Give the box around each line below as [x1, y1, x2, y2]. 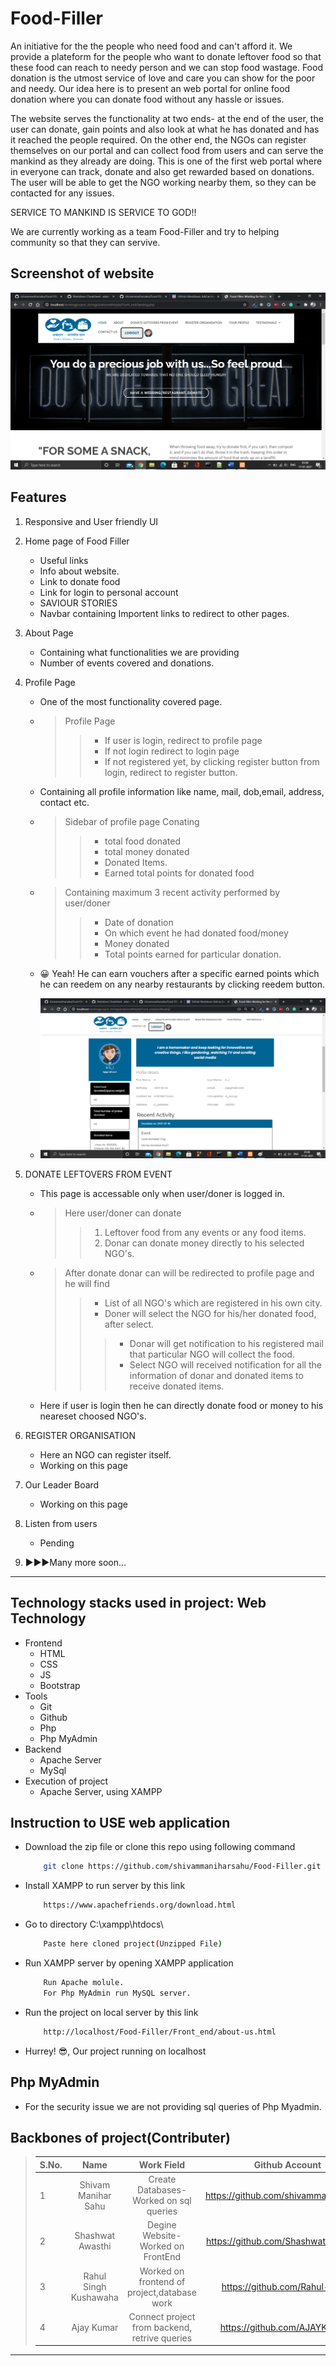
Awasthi [78, 2240, 112, 2252]
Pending [39, 1537, 75, 1549]
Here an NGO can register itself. [39, 1448, 172, 1461]
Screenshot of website [10, 265, 155, 282]
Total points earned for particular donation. [104, 948, 282, 960]
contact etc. [39, 796, 90, 808]
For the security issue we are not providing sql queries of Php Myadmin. [24, 2100, 322, 2112]
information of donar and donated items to [129, 1369, 304, 1381]
